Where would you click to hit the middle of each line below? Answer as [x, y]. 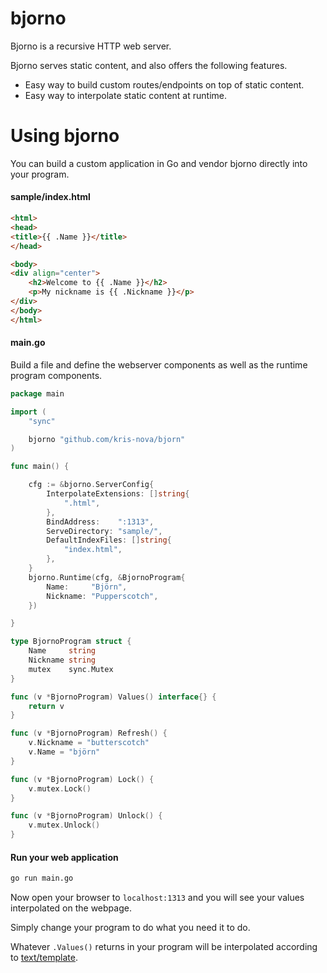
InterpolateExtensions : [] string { [118, 494]
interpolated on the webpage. [71, 908]
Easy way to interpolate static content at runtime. [125, 95]
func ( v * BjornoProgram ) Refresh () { [89, 733]
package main [37, 393]
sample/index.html [50, 197]
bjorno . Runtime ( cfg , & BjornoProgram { [107, 577]
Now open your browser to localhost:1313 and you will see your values [157, 898]
